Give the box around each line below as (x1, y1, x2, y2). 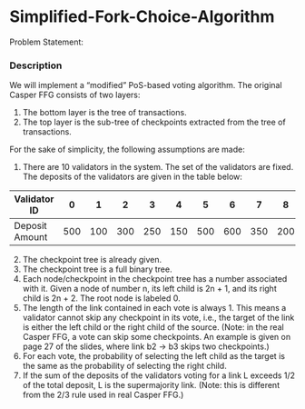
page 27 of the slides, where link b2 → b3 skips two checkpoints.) (22, 341, 270, 352)
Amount (14, 231, 48, 244)
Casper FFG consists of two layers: (9, 89, 141, 101)
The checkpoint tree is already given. (22, 254, 162, 265)
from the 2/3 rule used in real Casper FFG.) (22, 389, 184, 401)
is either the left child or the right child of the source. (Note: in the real (22, 322, 284, 333)
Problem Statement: (9, 36, 84, 47)
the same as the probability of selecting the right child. (22, 361, 227, 372)
